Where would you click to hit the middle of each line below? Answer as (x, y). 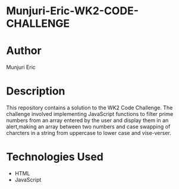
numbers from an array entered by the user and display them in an (87, 121)
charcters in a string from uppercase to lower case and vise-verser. (89, 133)
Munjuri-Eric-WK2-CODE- (72, 11)
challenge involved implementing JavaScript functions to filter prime (90, 114)
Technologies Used (55, 157)
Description (36, 91)
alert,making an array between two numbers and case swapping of (88, 127)
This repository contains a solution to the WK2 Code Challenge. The (89, 108)
